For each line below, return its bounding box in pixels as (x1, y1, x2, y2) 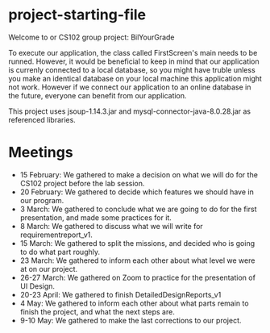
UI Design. (19, 281, 55, 291)
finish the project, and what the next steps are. (19, 306, 175, 316)
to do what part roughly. (19, 247, 101, 256)
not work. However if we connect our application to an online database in (8, 82, 251, 92)
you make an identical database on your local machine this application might (8, 73, 262, 83)
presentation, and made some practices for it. (19, 212, 172, 223)
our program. (19, 195, 64, 205)
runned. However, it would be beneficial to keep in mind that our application (8, 56, 260, 66)
